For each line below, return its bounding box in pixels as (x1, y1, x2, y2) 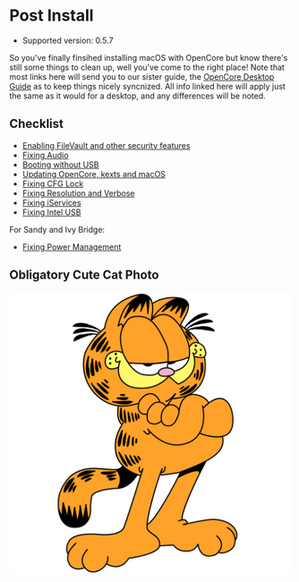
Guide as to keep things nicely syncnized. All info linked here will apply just (9, 81, 286, 91)
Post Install (9, 5, 94, 26)
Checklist (9, 116, 64, 132)
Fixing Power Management (21, 241, 122, 252)
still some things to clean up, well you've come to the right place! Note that (9, 62, 285, 73)
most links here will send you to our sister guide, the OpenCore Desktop (9, 71, 275, 81)
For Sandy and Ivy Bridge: (9, 224, 106, 235)
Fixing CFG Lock (21, 178, 84, 189)
